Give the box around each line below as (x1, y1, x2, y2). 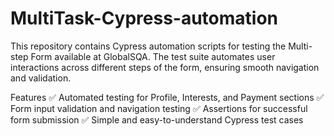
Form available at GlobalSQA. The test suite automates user (30, 50, 276, 62)
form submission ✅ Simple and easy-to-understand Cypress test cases (10, 113, 304, 126)
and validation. (10, 72, 72, 84)
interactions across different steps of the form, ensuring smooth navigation (10, 61, 320, 73)
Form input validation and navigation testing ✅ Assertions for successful (10, 102, 308, 114)
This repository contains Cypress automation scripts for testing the (10, 40, 287, 52)
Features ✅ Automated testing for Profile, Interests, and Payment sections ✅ (10, 91, 325, 103)
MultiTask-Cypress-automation (10, 7, 278, 30)
